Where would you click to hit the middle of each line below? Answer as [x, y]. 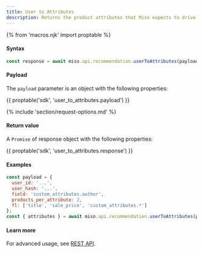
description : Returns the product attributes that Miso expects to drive [101, 18]
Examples [19, 164]
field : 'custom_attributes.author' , [58, 194]
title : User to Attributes [40, 12]
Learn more [21, 230]
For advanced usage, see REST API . [51, 244]
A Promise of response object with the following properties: [79, 139]
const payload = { [29, 178]
